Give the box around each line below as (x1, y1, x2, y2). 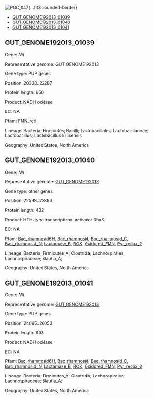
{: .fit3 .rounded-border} (28, 5, 77, 10)
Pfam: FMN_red (5, 118, 37, 124)
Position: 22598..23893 (5, 198, 53, 203)
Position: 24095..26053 (5, 320, 53, 326)
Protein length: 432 (5, 207, 44, 213)
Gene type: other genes (5, 188, 53, 194)
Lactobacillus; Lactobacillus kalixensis (5, 133, 82, 138)
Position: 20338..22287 (5, 80, 52, 86)
